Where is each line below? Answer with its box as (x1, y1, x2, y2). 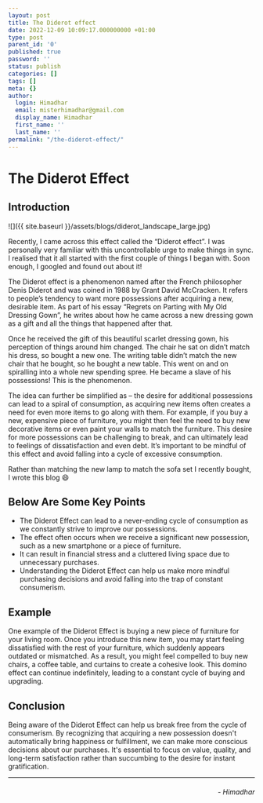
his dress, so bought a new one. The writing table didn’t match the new (8, 350, 237, 360)
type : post (8, 33, 44, 42)
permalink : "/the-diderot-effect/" (8, 135, 124, 144)
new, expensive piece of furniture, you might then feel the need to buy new (8, 415, 250, 425)
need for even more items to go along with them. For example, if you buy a (8, 407, 249, 417)
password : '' (8, 56, 51, 64)
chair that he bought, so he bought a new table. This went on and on (8, 359, 229, 368)
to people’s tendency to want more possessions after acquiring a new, (8, 294, 234, 303)
